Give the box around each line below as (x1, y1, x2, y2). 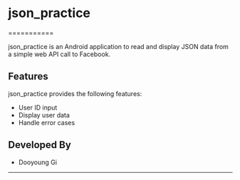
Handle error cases (18, 118, 75, 127)
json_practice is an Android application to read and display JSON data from (8, 42, 229, 51)
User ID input (18, 103, 58, 112)
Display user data (18, 110, 71, 119)
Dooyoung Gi (18, 158, 58, 166)
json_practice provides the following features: (8, 89, 142, 97)
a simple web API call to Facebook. (8, 50, 111, 58)
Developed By (8, 139, 72, 151)
